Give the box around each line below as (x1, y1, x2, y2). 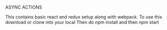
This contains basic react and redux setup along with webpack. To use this (5, 14, 162, 19)
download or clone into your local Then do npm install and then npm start (5, 19, 159, 25)
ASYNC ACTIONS (5, 4, 42, 10)
